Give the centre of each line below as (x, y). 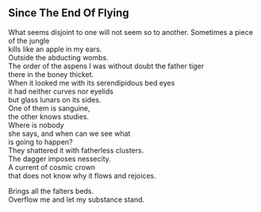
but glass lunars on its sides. (55, 99)
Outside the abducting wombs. (58, 57)
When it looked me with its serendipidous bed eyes (92, 83)
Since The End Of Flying (69, 13)
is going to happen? (40, 141)
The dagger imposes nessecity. (59, 159)
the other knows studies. (49, 116)
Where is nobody (36, 125)
